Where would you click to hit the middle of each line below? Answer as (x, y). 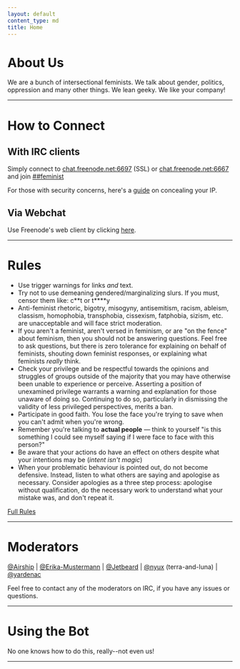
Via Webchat (37, 212)
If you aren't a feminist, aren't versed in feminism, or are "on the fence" (122, 331)
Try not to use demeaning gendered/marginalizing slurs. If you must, (119, 293)
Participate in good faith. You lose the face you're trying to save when (120, 414)
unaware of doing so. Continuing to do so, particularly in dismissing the (123, 399)
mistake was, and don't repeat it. (66, 498)
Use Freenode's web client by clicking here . (72, 230)
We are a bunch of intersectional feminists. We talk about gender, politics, (116, 82)
